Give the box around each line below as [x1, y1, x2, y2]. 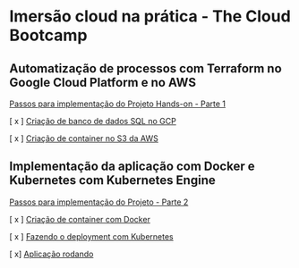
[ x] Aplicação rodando [9, 248, 94, 259]
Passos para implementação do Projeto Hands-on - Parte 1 [9, 98, 226, 109]
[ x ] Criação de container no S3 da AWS [9, 133, 158, 144]
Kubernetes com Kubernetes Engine [9, 172, 217, 188]
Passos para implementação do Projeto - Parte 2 [9, 197, 189, 207]
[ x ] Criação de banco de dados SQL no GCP [9, 116, 176, 126]
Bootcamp [9, 25, 88, 46]
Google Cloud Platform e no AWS [9, 74, 197, 90]
